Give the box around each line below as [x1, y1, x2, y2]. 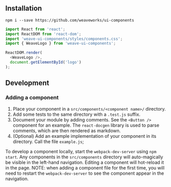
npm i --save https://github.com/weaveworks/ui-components [5, 17, 135, 23]
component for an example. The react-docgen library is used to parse [12, 122, 160, 128]
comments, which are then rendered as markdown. [12, 128, 121, 134]
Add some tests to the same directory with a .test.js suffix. [12, 111, 141, 117]
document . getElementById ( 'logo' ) [10, 60, 82, 65]
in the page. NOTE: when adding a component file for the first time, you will [5, 164, 165, 171]
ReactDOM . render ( [5, 50, 43, 55]
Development [5, 79, 50, 88]
